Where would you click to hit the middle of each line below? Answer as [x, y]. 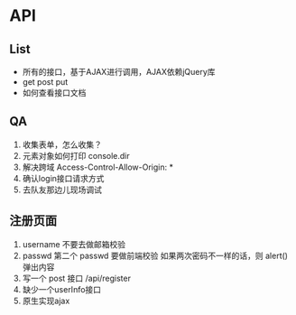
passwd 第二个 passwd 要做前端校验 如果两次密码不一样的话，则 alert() [155, 255]
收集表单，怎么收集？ [62, 144]
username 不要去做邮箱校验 [74, 244]
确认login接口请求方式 [63, 178]
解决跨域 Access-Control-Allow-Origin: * [98, 167]
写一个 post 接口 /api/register [76, 278]
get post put [45, 82]
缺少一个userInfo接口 [62, 289]
